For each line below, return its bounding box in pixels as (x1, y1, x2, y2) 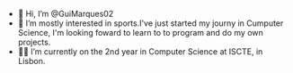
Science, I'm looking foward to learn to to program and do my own (17, 28, 263, 37)
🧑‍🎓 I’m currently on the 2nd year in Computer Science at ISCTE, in (17, 46, 263, 57)
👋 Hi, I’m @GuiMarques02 (17, 9, 114, 19)
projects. (17, 36, 51, 47)
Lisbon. (17, 56, 46, 66)
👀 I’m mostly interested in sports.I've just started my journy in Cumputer (17, 18, 284, 28)
